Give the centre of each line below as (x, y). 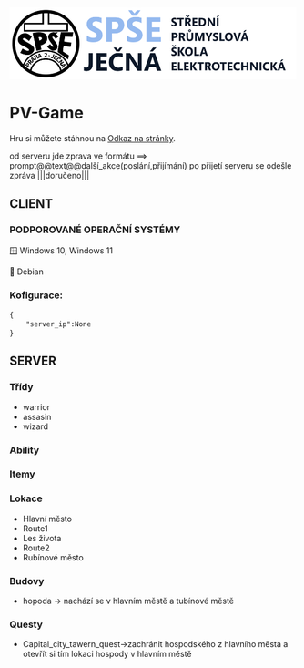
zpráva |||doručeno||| (50, 175)
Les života (42, 538)
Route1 (35, 528)
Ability (25, 450)
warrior (36, 406)
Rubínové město (53, 557)
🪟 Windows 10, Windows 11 (61, 250)
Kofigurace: (36, 295)
